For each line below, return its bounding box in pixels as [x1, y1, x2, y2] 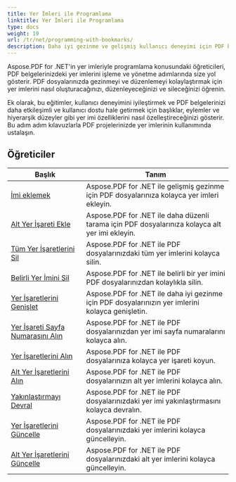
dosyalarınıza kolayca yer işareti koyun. [86, 355, 216, 365]
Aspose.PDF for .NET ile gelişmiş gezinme [86, 181, 225, 191]
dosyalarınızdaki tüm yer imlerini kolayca [86, 248, 220, 258]
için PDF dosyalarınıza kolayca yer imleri [86, 190, 219, 200]
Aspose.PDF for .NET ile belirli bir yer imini [86, 268, 226, 278]
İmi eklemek [11, 190, 51, 200]
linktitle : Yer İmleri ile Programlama [7, 17, 124, 24]
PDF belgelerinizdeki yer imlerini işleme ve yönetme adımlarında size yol [7, 70, 216, 78]
